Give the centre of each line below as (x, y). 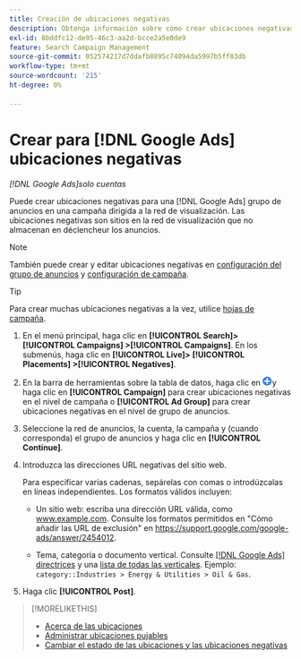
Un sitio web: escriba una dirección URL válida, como (134, 509)
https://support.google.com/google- (222, 527)
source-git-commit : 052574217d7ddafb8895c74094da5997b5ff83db (128, 57)
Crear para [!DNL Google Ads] (122, 140)
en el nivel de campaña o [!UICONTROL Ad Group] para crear (136, 401)
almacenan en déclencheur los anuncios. (85, 229)
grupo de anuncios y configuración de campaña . (99, 274)
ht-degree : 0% (36, 85)
